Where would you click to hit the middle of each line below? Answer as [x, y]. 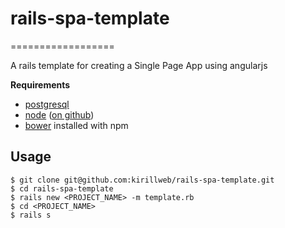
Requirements [40, 84]
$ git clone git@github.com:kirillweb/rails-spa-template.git [142, 180]
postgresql [47, 104]
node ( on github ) [59, 114]
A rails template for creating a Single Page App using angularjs [139, 65]
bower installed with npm [76, 125]
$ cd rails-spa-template [62, 188]
